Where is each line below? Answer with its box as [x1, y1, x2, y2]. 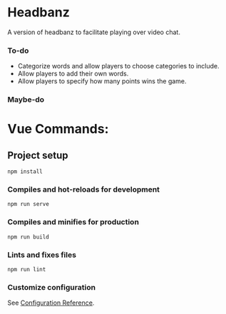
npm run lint [7, 266, 46, 273]
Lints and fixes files [7, 250, 77, 260]
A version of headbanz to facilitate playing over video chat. [7, 28, 180, 36]
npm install [7, 168, 43, 175]
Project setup [7, 149, 69, 161]
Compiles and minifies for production [7, 217, 139, 227]
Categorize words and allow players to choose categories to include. [17, 62, 220, 70]
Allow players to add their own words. [17, 69, 129, 78]
